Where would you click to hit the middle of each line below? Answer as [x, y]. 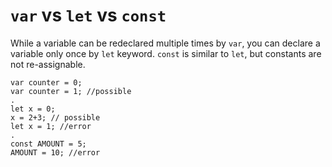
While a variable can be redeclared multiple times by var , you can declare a [165, 43]
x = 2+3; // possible [55, 117]
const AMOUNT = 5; [48, 144]
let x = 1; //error [51, 126]
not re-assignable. [48, 64]
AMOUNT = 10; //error [55, 152]
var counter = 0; [46, 82]
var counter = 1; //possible [71, 91]
